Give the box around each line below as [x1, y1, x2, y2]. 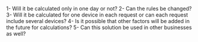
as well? [6, 30, 26, 37]
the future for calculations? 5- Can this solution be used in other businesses [6, 24, 192, 31]
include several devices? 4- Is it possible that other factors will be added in [6, 18, 190, 24]
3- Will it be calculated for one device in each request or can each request [6, 11, 188, 18]
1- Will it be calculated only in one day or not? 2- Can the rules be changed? [6, 5, 192, 12]
